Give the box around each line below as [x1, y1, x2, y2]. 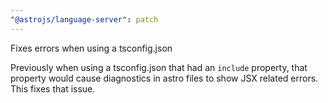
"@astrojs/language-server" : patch [10, 14, 159, 25]
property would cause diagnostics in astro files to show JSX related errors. [10, 72, 319, 84]
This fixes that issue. [10, 82, 96, 95]
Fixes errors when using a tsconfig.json [10, 42, 173, 54]
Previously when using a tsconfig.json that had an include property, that [10, 61, 308, 73]
